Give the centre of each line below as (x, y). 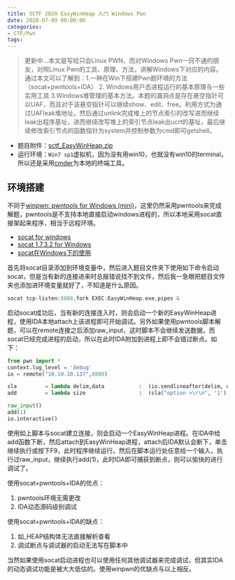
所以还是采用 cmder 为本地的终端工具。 (73, 163)
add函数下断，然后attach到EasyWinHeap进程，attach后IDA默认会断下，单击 (117, 441)
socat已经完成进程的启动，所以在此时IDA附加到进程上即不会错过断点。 (109, 339)
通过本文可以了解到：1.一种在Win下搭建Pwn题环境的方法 (106, 78)
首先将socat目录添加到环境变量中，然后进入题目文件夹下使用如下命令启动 (113, 268)
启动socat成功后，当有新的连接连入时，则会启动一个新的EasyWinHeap (109, 312)
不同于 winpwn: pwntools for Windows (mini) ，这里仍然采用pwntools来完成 (115, 205)
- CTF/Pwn (22, 33)
